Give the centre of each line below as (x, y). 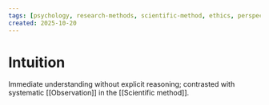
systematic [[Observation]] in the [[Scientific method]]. (99, 93)
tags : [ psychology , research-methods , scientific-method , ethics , (121, 16)
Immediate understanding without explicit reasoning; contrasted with (122, 84)
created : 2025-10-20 (43, 23)
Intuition (37, 62)
